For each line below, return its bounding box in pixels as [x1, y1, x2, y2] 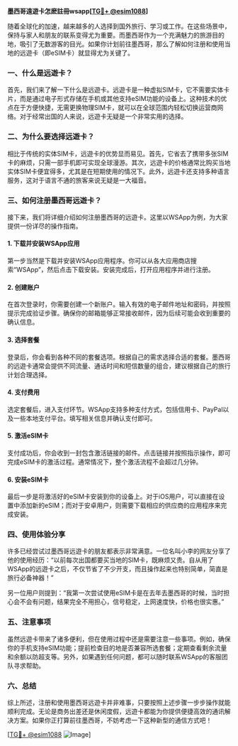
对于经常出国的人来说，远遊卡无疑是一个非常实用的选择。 [19, 112, 188, 121]
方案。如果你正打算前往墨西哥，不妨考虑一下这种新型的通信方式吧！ [13, 716, 212, 724]
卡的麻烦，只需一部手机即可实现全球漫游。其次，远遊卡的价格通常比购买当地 [7, 158, 231, 166]
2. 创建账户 [7, 283, 40, 291]
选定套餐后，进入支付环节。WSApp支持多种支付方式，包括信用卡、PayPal [7, 405, 223, 413]
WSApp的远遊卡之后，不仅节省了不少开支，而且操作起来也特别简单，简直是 [7, 565, 228, 573]
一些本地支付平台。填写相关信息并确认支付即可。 [13, 413, 157, 422]
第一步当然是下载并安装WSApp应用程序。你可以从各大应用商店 [7, 256, 191, 265]
